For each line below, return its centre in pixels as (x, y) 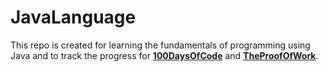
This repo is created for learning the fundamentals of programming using (160, 45)
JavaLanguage (73, 17)
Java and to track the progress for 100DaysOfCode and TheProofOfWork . (164, 55)
